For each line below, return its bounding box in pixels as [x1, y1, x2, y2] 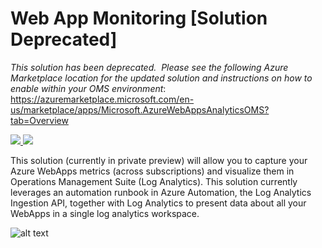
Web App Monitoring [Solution [10, 7, 268, 30]
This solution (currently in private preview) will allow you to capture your [10, 154, 308, 166]
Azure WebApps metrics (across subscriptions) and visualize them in [10, 165, 295, 177]
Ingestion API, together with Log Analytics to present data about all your [10, 197, 307, 209]
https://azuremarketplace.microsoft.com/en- [10, 93, 195, 105]
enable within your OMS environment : [10, 82, 167, 94]
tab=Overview [10, 114, 69, 126]
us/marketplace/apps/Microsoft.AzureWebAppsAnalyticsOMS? [10, 103, 270, 116]
